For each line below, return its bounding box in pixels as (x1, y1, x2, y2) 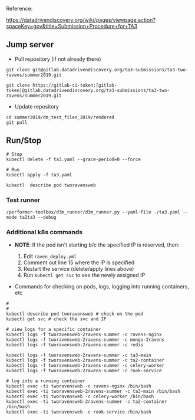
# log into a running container (6, 378, 85, 384)
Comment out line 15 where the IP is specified (23, 259, 135, 266)
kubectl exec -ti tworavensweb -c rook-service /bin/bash (6, 409, 151, 415)
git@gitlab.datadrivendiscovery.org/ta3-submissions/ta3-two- (32, 67, 189, 73)
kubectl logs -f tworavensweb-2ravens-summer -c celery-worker (6, 363, 165, 369)
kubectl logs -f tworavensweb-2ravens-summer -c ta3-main (6, 352, 151, 359)
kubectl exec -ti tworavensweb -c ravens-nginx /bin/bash (6, 383, 151, 389)
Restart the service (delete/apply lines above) (23, 265, 134, 273)
